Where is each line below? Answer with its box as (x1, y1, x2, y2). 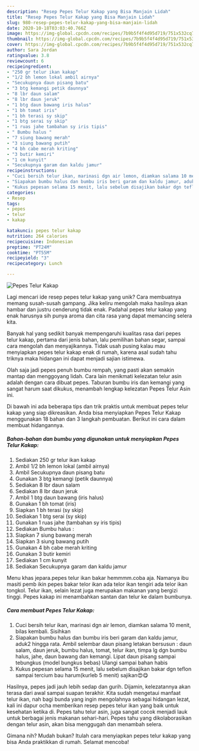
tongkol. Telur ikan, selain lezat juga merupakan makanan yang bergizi (6, 586, 178, 593)
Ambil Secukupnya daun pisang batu (15, 468, 105, 475)
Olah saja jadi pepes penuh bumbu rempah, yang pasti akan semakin (6, 366, 175, 373)
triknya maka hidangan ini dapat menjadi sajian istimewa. (6, 355, 145, 362)
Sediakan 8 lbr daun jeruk (15, 487, 78, 494)
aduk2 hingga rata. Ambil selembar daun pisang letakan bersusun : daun (15, 640, 192, 647)
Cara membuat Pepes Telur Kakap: (6, 606, 95, 614)
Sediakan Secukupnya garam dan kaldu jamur (15, 563, 128, 570)
